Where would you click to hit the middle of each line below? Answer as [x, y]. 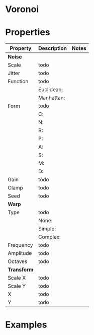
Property [21, 48]
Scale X [17, 278]
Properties [28, 32]
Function [18, 82]
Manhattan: [52, 98]
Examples [26, 325]
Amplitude [20, 253]
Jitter [14, 73]
